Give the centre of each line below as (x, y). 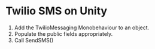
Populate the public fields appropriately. (63, 33)
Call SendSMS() (34, 40)
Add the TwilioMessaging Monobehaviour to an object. (82, 27)
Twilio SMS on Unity (57, 11)
